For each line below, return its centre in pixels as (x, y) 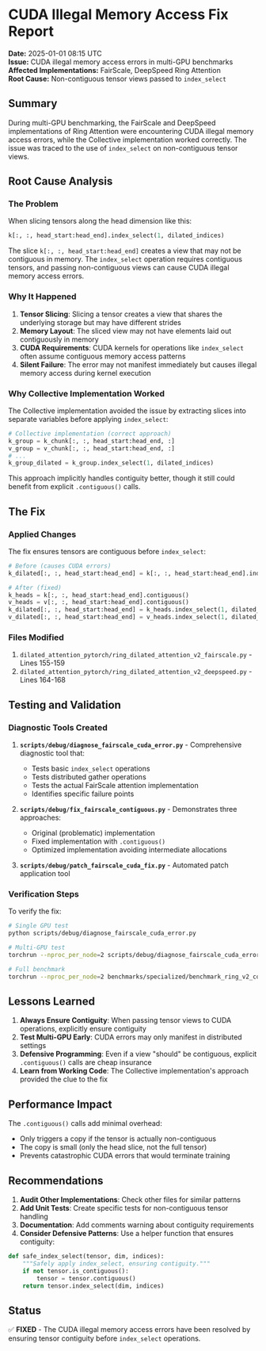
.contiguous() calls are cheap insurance (85, 1062)
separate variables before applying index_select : (88, 419)
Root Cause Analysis (61, 181)
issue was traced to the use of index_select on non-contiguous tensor (123, 147)
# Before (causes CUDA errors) (60, 566)
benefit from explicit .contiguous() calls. (74, 487)
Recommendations (56, 1180)
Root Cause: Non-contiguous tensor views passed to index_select (118, 78)
